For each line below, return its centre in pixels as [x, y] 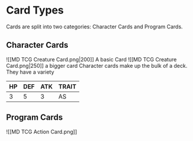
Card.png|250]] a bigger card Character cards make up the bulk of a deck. [97, 65]
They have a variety [30, 72]
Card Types [35, 10]
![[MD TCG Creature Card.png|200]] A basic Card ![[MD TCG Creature [91, 59]
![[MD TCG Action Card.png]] [42, 132]
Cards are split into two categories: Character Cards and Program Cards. [94, 27]
